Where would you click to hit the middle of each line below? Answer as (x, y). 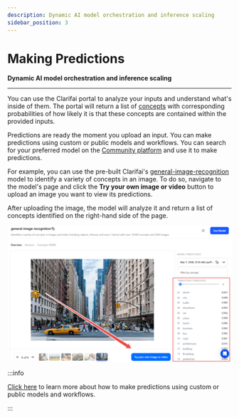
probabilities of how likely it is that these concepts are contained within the (117, 114)
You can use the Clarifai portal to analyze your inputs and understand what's (119, 99)
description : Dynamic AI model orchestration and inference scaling (111, 15)
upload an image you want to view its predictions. (80, 194)
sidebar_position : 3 (38, 22)
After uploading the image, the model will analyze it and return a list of (110, 208)
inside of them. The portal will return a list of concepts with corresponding (116, 106)
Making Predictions (66, 59)
